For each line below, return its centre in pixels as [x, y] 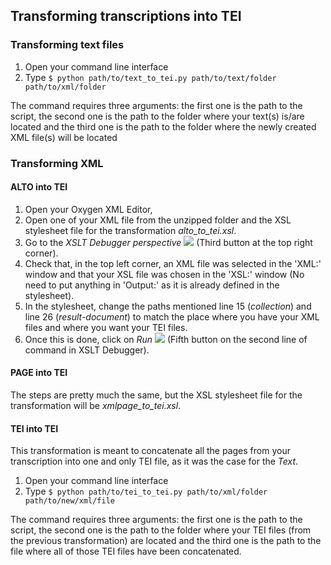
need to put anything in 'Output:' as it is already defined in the [152, 285]
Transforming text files [67, 45]
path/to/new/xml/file [69, 501]
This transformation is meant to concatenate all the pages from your [150, 451]
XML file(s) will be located [64, 137]
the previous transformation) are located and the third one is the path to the [166, 541]
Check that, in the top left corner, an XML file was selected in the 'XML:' [173, 263]
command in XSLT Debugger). [87, 350]
